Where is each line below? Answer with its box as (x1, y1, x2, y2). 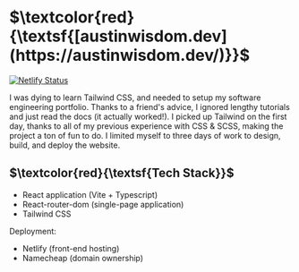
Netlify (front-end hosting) (21, 242, 120, 253)
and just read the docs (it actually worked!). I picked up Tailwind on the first (9, 111, 287, 122)
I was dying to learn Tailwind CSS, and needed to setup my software (9, 92, 261, 103)
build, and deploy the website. (9, 140, 121, 150)
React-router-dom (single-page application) (21, 199, 184, 209)
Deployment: (9, 225, 56, 236)
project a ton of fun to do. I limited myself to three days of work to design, (9, 130, 281, 140)
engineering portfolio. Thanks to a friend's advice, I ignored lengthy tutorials (9, 101, 291, 112)
